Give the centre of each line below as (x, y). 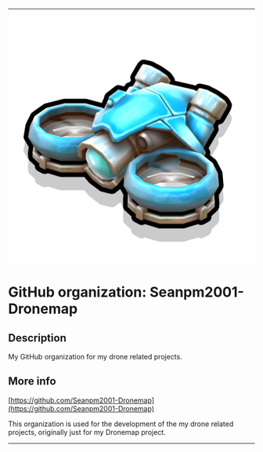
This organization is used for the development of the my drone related (121, 424)
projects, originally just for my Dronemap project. (87, 432)
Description (37, 338)
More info (32, 381)
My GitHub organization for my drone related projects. (95, 357)
